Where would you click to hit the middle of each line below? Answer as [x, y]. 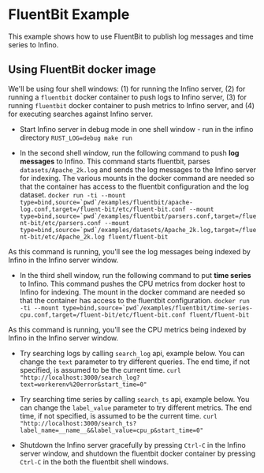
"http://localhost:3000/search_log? [80, 377]
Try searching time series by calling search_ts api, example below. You [134, 399]
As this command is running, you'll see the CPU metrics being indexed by [127, 329]
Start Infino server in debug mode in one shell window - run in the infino [136, 129]
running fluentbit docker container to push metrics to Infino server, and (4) [131, 105]
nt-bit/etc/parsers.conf [60, 223]
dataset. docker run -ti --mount [73, 194]
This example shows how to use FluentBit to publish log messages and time [131, 36]
